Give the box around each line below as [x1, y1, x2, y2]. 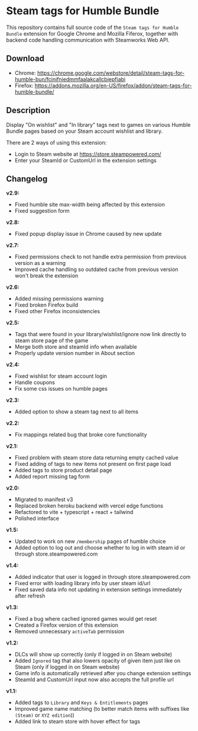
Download [6, 53, 44, 63]
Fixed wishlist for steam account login [14, 372, 108, 380]
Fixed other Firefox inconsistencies [14, 308, 100, 315]
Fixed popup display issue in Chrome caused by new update [14, 230, 162, 238]
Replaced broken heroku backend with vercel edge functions [14, 502, 164, 509]
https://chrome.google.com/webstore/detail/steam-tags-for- [37, 69, 185, 76]
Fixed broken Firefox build [14, 301, 79, 309]
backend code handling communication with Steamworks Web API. [6, 36, 170, 43]
